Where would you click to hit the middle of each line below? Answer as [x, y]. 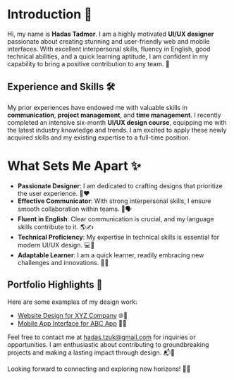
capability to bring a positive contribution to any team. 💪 [89, 63]
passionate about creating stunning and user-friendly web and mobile [109, 41]
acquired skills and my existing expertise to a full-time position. [99, 137]
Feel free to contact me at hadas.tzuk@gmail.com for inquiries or [101, 337]
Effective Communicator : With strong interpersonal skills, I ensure [114, 201]
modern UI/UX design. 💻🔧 [56, 245]
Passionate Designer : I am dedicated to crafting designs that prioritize [120, 185]
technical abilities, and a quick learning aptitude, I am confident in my [108, 56]
